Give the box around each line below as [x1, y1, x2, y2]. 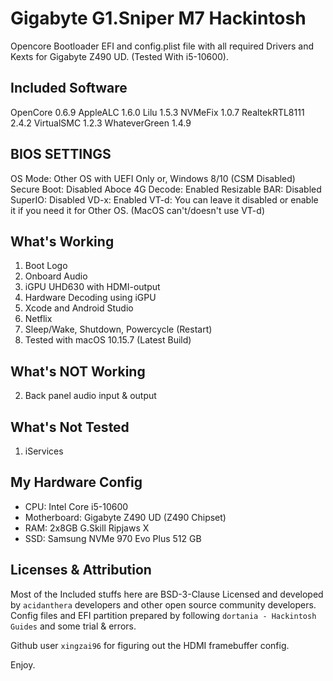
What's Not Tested [10, 418, 130, 436]
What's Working [10, 233, 115, 250]
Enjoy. [10, 658, 36, 671]
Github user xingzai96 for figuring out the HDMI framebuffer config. [10, 639, 290, 651]
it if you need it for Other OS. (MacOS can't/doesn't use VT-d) [10, 204, 265, 216]
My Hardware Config [10, 474, 143, 491]
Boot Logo [24, 260, 68, 272]
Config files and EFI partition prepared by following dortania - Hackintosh [10, 609, 317, 621]
